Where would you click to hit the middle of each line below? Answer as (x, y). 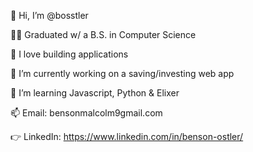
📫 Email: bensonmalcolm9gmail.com (86, 113)
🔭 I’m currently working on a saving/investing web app (122, 73)
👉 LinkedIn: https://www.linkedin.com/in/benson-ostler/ (127, 136)
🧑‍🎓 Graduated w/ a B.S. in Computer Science (103, 34)
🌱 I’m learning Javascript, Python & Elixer (95, 93)
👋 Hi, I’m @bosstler (49, 15)
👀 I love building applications (69, 54)
